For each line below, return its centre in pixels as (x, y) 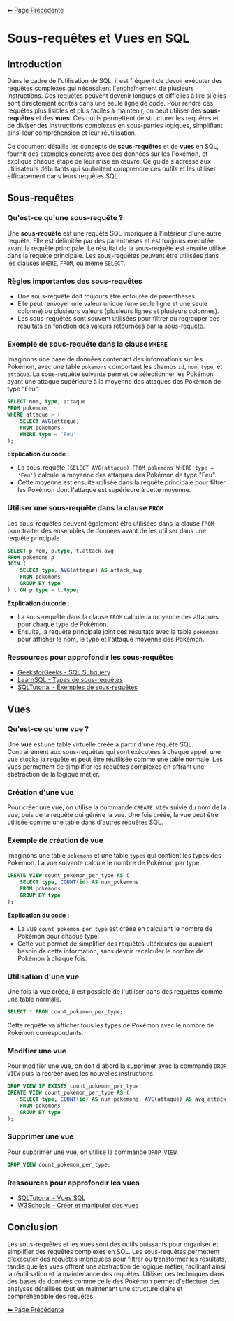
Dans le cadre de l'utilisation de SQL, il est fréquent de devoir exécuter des (115, 81)
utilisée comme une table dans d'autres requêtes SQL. (85, 822)
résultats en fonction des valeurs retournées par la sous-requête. (111, 326)
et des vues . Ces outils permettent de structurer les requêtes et (127, 118)
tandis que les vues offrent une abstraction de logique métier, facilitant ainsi (116, 1266)
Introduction (35, 64)
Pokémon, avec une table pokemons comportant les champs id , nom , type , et (115, 367)
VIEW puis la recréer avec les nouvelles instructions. (81, 1074)
